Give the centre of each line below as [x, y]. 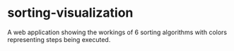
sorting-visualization [70, 13]
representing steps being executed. [59, 39]
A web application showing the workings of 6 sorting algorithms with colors [117, 32]
